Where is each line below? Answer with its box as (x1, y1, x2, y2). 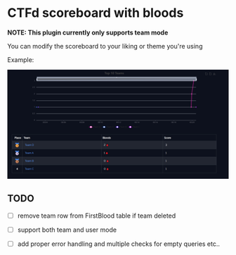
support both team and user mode (17, 225, 117, 234)
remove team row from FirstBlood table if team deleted (17, 211, 176, 220)
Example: (7, 55, 34, 64)
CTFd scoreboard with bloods (7, 5, 184, 21)
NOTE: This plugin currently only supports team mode (7, 28, 169, 37)
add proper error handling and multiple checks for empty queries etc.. (17, 240, 220, 248)
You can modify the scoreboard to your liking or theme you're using (7, 42, 203, 50)
